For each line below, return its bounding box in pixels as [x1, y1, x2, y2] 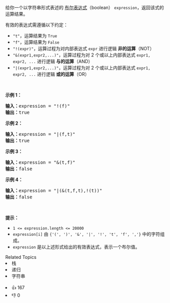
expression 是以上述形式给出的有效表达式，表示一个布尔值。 [12, 244, 140, 250]
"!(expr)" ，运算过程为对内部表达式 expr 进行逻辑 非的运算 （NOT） [12, 46, 155, 51]
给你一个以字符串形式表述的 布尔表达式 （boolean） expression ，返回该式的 [5, 5, 164, 10]
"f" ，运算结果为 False [12, 39, 60, 45]
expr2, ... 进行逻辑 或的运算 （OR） [12, 71, 89, 77]
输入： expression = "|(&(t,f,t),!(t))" [5, 188, 103, 193]
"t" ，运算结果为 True [12, 33, 57, 38]
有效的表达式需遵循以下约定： [5, 22, 68, 28]
